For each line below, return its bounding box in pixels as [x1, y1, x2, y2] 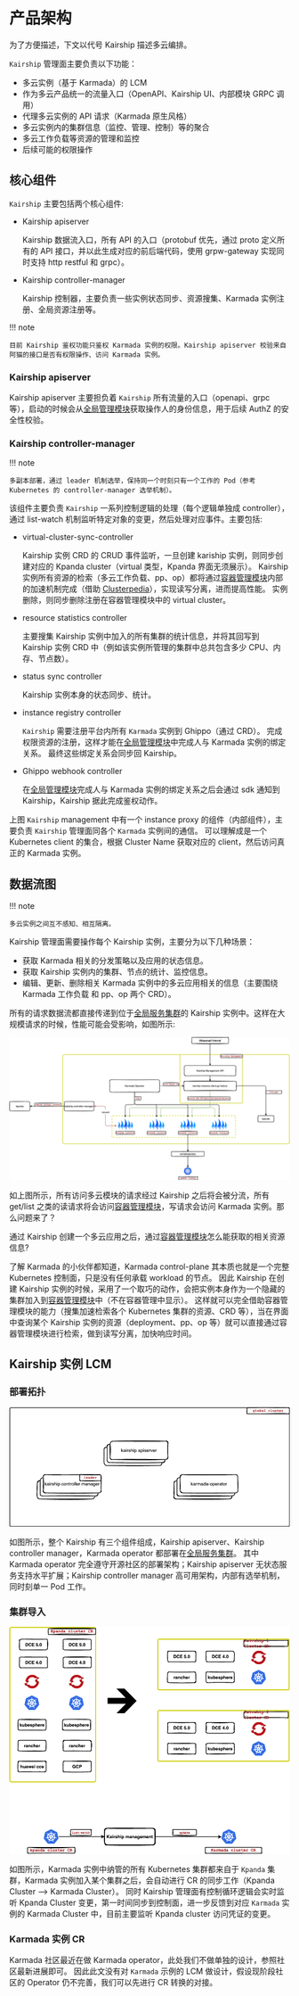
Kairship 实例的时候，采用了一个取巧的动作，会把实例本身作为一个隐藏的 [19, 1283, 286, 1294]
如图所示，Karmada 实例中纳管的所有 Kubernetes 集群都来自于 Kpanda [9, 1863, 265, 1874]
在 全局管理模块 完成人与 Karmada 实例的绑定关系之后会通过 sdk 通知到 [21, 784, 280, 795]
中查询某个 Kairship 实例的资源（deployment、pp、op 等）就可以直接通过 [9, 1317, 280, 1328]
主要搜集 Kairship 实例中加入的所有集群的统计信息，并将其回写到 [21, 631, 260, 642]
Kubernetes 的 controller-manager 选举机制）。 [9, 486, 176, 495]
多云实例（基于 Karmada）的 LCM [21, 77, 148, 87]
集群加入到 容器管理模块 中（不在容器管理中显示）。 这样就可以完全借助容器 [9, 1295, 280, 1306]
